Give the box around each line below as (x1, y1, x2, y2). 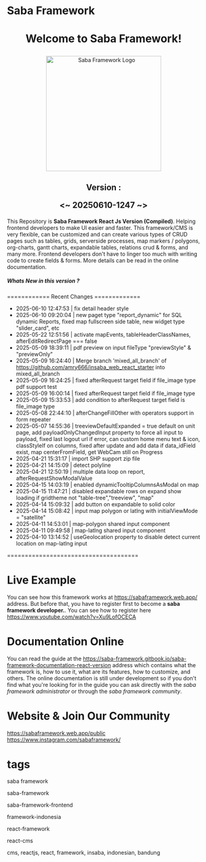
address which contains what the (112, 661, 196, 668)
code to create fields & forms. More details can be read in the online (7, 256, 179, 264)
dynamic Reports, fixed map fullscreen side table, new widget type (15, 318, 185, 325)
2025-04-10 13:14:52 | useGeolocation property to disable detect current (15, 533, 200, 541)
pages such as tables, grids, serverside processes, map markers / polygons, (7, 237, 200, 245)
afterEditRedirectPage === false (15, 337, 97, 345)
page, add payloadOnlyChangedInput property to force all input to (15, 428, 183, 436)
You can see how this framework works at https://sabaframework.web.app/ (7, 594, 198, 601)
